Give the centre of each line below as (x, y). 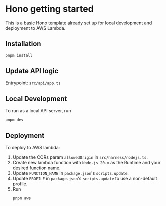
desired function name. (36, 168)
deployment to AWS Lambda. (35, 28)
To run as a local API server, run (38, 111)
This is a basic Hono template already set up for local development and (79, 23)
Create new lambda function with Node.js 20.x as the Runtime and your (87, 162)
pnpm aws (22, 198)
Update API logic (32, 71)
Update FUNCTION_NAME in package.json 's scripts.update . (71, 173)
